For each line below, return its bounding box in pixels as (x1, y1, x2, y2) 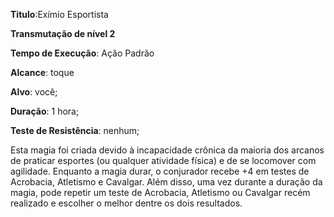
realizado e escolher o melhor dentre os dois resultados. (10, 197, 243, 209)
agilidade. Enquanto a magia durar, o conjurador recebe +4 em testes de (10, 165, 310, 177)
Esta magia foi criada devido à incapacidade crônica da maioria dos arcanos (10, 144, 325, 156)
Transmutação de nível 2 (10, 28, 116, 39)
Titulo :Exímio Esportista (10, 9, 109, 20)
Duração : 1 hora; (10, 105, 80, 117)
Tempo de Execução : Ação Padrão (10, 47, 155, 59)
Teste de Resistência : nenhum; (10, 125, 140, 136)
